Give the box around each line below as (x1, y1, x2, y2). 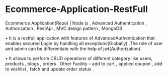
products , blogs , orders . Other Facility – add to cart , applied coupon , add (5, 60, 162, 66)
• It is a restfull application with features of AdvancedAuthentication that (5, 35, 155, 41)
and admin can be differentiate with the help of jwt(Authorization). (5, 45, 142, 51)
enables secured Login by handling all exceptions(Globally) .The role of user (5, 40, 163, 46)
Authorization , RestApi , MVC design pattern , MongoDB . (5, 25, 125, 31)
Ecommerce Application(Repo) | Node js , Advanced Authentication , (5, 20, 147, 26)
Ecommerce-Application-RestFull (5, 3, 148, 15)
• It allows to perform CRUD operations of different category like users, (5, 55, 153, 61)
